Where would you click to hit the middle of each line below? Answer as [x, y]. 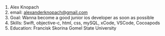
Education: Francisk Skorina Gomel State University [63, 28]
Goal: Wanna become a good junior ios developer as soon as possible [82, 18]
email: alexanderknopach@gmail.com [49, 12]
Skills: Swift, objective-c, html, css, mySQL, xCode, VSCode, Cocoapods [85, 23]
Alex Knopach [24, 7]
